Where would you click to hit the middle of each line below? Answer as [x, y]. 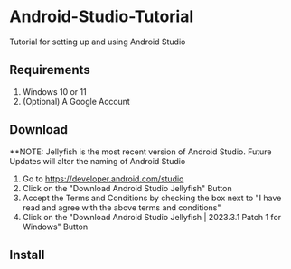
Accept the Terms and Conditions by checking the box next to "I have [152, 198]
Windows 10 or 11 [55, 91]
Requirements [50, 70]
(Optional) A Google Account [76, 101]
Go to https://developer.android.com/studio [103, 179]
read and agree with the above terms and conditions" [122, 207]
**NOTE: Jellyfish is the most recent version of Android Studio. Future [141, 152]
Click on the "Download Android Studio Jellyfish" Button [127, 188]
